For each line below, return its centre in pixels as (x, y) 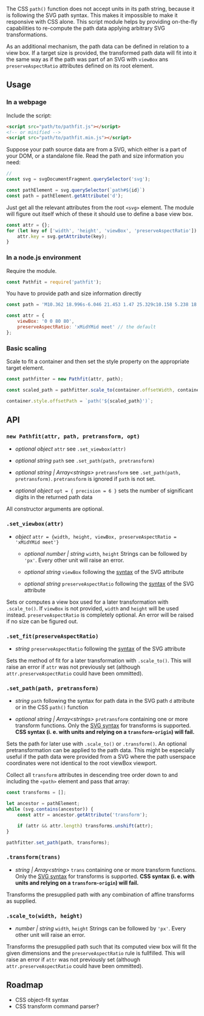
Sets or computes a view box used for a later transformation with (87, 602)
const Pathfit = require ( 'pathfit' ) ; (54, 282)
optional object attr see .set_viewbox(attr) (70, 449)
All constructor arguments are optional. (55, 509)
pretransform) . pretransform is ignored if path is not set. (85, 479)
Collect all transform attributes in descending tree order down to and (92, 775)
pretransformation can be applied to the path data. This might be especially (100, 750)
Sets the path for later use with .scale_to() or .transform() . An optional (97, 744)
